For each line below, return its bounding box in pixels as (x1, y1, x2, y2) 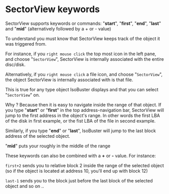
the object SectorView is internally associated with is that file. (5, 76, 134, 83)
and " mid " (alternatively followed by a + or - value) (5, 25, 111, 31)
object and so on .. (5, 183, 45, 189)
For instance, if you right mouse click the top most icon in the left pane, (5, 51, 156, 57)
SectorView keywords (5, 4, 100, 15)
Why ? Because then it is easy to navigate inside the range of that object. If (5, 101, 161, 107)
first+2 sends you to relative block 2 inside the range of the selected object (5, 162, 164, 168)
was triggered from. (5, 41, 47, 47)
